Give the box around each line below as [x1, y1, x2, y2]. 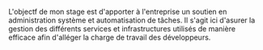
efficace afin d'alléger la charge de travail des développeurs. [8, 32, 211, 42]
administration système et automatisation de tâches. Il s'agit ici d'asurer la [8, 15, 256, 25]
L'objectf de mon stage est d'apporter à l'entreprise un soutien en [8, 7, 227, 16]
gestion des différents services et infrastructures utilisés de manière [8, 24, 236, 33]
